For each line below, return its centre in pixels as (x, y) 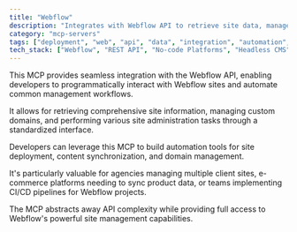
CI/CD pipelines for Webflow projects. (78, 192)
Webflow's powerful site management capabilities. (101, 219)
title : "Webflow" (41, 17)
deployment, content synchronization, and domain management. (127, 156)
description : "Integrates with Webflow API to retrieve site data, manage (150, 26)
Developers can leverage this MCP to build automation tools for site (132, 147)
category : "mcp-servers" (55, 34)
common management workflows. (72, 94)
